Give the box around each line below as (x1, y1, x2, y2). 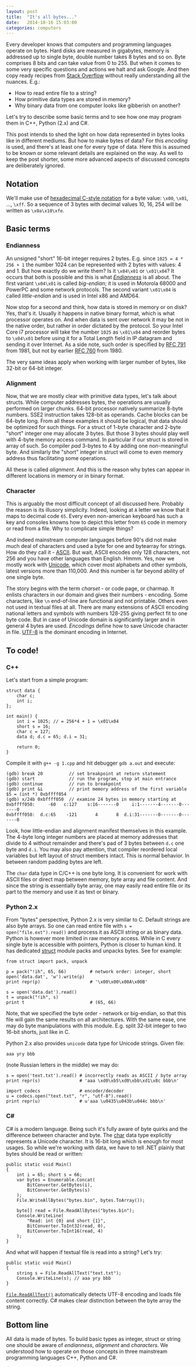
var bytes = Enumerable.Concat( (16, 1177, 95, 1183)
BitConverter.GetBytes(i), (27, 1182, 93, 1188)
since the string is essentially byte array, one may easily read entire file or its (6, 882, 191, 889)
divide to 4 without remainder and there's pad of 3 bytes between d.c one (6, 840, 184, 847)
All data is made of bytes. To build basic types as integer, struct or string (6, 1335, 181, 1342)
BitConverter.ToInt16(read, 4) (27, 1228, 104, 1234)
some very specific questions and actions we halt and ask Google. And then (6, 66, 190, 73)
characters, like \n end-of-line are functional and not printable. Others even (6, 598, 188, 605)
